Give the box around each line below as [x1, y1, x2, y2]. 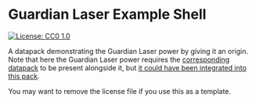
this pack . [8, 71, 40, 81]
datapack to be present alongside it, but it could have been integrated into [8, 63, 247, 72]
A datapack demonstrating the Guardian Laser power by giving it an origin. [8, 46, 249, 56]
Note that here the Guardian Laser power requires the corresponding [8, 55, 230, 64]
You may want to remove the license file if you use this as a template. [8, 86, 232, 95]
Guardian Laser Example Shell [8, 5, 207, 23]
